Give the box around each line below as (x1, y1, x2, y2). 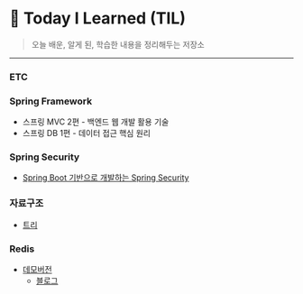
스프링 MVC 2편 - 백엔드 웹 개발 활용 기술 (22, 116, 170, 127)
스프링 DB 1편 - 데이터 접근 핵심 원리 (22, 128, 151, 139)
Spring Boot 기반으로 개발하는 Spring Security (22, 172, 189, 183)
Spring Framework (9, 95, 93, 107)
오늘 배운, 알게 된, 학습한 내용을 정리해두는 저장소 (31, 39, 205, 50)
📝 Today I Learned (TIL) (9, 8, 187, 29)
